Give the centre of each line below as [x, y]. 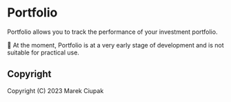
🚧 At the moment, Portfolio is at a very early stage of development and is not [115, 45]
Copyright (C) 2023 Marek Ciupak [56, 90]
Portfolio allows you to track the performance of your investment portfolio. [112, 32]
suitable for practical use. [43, 52]
